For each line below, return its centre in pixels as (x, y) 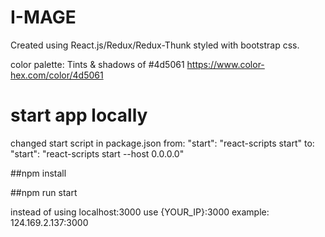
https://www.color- (225, 64)
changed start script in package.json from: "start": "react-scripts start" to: (162, 143)
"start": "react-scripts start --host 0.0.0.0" (97, 153)
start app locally (79, 115)
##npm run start (44, 192)
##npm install (38, 173)
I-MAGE (43, 17)
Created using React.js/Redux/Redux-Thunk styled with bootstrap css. (155, 45)
